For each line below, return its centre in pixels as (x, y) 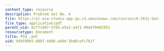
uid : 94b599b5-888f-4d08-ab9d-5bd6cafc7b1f (50, 41)
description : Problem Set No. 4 (38, 14)
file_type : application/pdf (34, 23)
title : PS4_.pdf (21, 37)
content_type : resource (29, 9)
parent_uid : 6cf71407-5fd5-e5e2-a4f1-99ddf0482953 (58, 28)
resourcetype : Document (29, 32)
